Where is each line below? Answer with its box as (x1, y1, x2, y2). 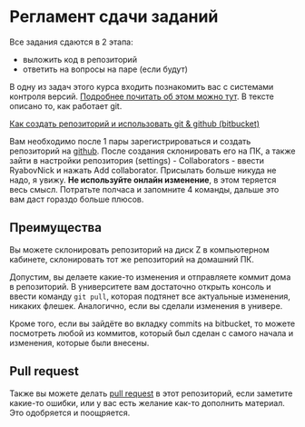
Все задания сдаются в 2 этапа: (9, 36, 133, 47)
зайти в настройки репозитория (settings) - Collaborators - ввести (9, 154, 265, 165)
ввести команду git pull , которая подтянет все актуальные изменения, (9, 291, 290, 302)
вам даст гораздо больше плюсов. (9, 194, 144, 204)
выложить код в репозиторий (22, 54, 138, 65)
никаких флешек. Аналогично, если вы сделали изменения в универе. (9, 300, 283, 311)
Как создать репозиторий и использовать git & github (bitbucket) (9, 118, 261, 129)
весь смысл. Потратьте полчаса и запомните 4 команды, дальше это (9, 184, 280, 194)
